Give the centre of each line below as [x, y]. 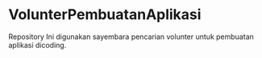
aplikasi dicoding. [37, 44]
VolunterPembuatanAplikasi [105, 15]
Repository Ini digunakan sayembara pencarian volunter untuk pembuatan [131, 37]
